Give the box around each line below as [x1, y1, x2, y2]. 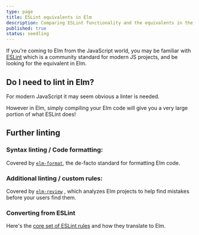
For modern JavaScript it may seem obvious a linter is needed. [6, 93, 160, 100]
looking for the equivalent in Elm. [6, 60, 87, 67]
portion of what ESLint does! [6, 111, 76, 118]
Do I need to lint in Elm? [6, 77, 94, 87]
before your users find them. [6, 194, 76, 201]
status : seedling [6, 31, 49, 37]
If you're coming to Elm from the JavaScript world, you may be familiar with [6, 47, 191, 54]
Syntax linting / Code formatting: [6, 146, 103, 154]
